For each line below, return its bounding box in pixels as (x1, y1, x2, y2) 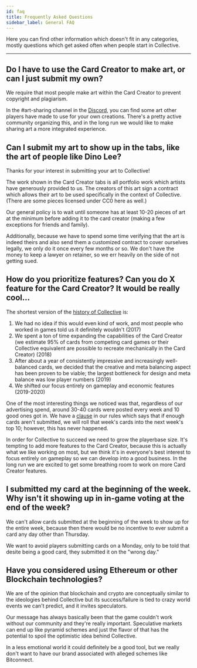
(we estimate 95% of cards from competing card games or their (14, 338, 169, 345)
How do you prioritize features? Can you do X (6, 274, 175, 285)
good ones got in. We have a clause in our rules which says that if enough (6, 412, 185, 419)
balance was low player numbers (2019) (14, 376, 111, 383)
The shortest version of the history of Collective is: (6, 308, 129, 315)
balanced (14, 363, 38, 370)
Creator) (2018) (14, 350, 52, 358)
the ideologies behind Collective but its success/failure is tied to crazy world (6, 596, 191, 603)
